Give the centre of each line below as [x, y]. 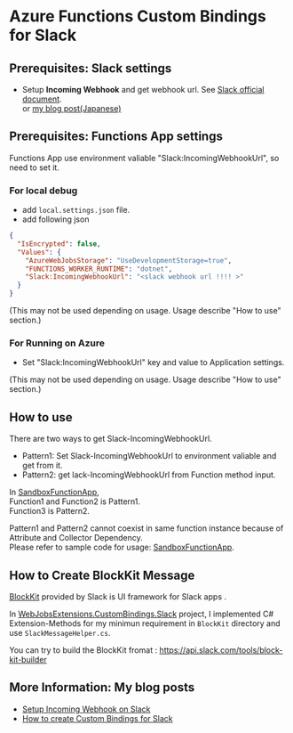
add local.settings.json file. [76, 210]
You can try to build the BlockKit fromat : [83, 650]
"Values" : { [40, 252]
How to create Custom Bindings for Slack [97, 718]
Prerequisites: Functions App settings [116, 137]
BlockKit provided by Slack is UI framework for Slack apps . [118, 597]
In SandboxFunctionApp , [54, 493]
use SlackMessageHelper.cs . [60, 633]
